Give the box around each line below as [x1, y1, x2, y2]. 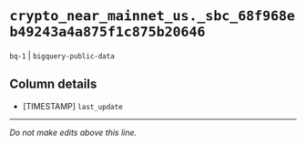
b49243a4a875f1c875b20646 [9, 24, 206, 41]
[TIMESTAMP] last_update [22, 100, 123, 111]
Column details [9, 77, 97, 92]
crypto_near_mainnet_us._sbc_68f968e [9, 7, 296, 25]
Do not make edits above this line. [9, 127, 138, 138]
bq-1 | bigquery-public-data [9, 49, 116, 61]
